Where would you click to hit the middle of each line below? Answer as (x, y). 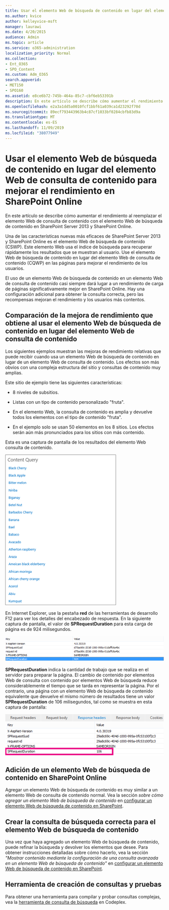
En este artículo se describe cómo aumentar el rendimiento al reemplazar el (83, 216)
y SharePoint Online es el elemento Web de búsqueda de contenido (75, 241)
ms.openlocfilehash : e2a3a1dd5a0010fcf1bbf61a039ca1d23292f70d (73, 106)
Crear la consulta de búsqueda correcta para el (80, 822)
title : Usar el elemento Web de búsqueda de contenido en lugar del (78, 11)
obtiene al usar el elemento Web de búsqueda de (83, 323)
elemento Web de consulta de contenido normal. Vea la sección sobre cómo (84, 795)
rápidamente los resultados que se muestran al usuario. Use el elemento (80, 252)
